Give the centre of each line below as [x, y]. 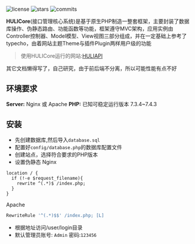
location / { [22, 173]
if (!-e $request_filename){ [47, 178]
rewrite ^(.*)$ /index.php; [51, 183]
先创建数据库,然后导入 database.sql [57, 140]
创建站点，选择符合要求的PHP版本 [56, 154]
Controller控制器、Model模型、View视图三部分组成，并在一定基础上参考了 [97, 36]
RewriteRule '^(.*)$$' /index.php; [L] [55, 215]
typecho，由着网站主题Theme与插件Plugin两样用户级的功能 [79, 43]
